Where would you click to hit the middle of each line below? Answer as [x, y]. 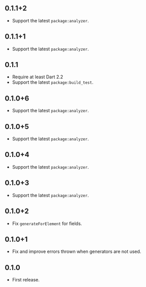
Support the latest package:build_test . [53, 82]
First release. [26, 280]
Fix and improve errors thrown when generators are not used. [77, 251]
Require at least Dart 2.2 [38, 77]
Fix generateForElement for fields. [47, 224]
